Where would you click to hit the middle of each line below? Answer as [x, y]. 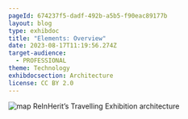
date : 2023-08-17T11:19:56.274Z [63, 46]
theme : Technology [39, 68]
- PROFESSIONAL [41, 61]
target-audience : [38, 53]
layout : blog [30, 23]
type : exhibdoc [34, 31]
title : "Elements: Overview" [57, 38]
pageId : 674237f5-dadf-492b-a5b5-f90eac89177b [88, 16]
